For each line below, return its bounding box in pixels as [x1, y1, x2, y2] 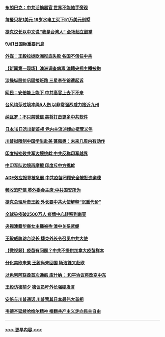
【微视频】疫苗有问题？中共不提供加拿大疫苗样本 [5, 248, 104, 253]
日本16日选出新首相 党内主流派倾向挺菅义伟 [5, 126, 93, 132]
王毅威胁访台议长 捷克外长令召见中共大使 [5, 235, 88, 241]
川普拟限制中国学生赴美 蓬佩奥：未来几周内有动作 [5, 138, 106, 144]
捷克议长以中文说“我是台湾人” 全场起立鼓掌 [5, 28, 93, 34]
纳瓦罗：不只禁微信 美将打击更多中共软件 [5, 113, 88, 120]
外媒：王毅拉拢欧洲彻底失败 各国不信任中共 [5, 53, 92, 59]
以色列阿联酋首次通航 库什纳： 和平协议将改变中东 [5, 272, 107, 278]
